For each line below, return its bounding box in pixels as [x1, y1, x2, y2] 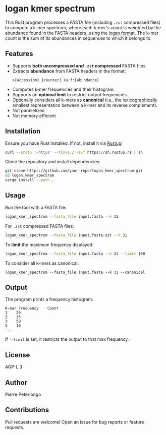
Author [5, 378, 27, 387]
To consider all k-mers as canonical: [5, 260, 79, 266]
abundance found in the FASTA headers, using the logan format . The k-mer [5, 30, 159, 36]
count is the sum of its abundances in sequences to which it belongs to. [5, 35, 152, 41]
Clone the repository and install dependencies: [5, 159, 101, 165]
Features [5, 50, 33, 58]
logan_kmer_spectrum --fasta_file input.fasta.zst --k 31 [5, 233, 127, 238]
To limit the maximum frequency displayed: [5, 242, 94, 248]
